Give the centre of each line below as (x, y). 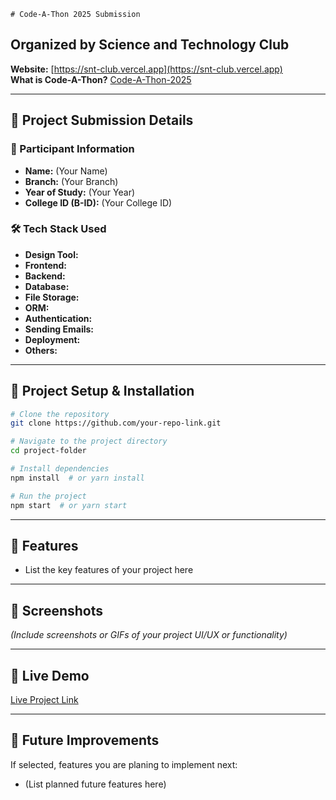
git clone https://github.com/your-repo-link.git (116, 423)
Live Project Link (44, 700)
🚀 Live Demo (50, 675)
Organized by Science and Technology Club (150, 45)
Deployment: (52, 339)
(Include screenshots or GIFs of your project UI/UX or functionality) (149, 635)
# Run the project (48, 496)
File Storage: (52, 297)
